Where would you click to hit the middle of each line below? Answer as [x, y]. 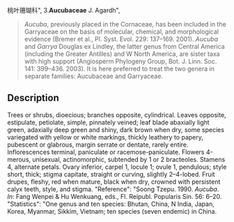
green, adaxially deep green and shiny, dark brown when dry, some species [116, 129]
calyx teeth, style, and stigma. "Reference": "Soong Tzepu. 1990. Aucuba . [113, 189]
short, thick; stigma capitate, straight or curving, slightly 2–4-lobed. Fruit [111, 174]
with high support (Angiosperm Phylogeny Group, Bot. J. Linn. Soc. [120, 61]
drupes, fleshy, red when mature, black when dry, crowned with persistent [114, 182]
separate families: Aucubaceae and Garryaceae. [94, 76]
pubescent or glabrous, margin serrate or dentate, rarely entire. [98, 145]
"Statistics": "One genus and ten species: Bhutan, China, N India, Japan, [111, 204]
